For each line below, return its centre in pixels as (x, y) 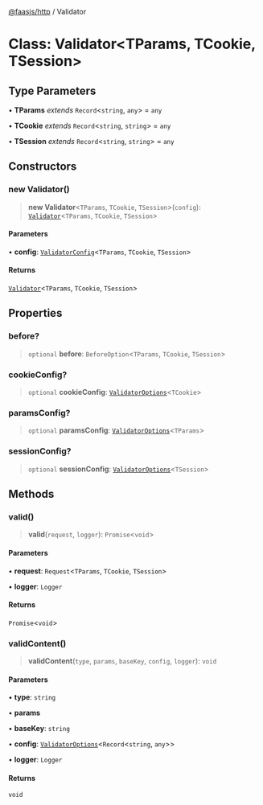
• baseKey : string (39, 729)
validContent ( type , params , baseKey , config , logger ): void (122, 661)
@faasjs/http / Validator (47, 12)
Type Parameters (52, 90)
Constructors (43, 167)
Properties (35, 313)
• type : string (32, 697)
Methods (31, 494)
